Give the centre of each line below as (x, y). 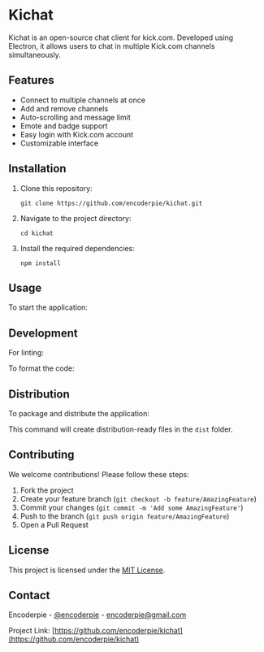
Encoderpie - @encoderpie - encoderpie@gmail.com (97, 615)
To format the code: (41, 368)
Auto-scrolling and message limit (76, 117)
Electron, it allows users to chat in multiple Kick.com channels (112, 46)
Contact (29, 595)
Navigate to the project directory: (76, 218)
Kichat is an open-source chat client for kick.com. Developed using (121, 37)
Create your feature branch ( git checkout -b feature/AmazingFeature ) (138, 498)
